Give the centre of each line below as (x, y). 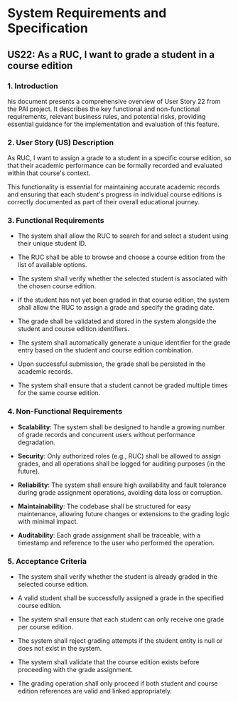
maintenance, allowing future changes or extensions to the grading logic (124, 513)
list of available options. (52, 265)
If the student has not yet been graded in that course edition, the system (123, 300)
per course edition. (45, 627)
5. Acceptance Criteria (47, 561)
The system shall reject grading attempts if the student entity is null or (120, 641)
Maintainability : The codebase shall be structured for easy (104, 506)
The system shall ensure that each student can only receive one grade (121, 619)
